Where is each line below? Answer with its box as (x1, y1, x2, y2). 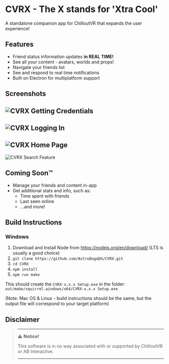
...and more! (20, 203, 45, 209)
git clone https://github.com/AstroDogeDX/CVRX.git (12, 256, 123, 261)
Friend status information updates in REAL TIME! (12, 53, 114, 59)
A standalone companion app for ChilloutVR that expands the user (5, 20, 142, 26)
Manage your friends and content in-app (12, 182, 97, 188)
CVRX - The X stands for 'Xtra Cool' (5, 4, 158, 15)
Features (5, 40, 34, 49)
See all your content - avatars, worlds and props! (12, 59, 114, 65)
